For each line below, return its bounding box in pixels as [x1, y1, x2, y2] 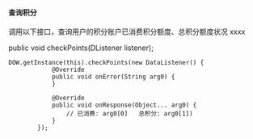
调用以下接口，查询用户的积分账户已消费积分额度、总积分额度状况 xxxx [8, 27, 246, 36]
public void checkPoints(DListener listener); [8, 43, 154, 53]
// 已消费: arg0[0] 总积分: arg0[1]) [65, 110, 193, 118]
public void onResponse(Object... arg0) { [51, 101, 197, 109]
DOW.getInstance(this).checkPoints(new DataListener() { [8, 59, 205, 67]
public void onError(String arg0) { [51, 73, 175, 81]
